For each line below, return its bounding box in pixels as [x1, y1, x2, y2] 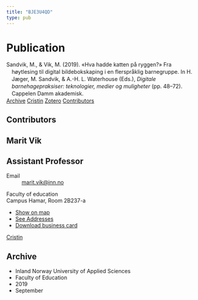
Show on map [15, 209, 50, 216]
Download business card [15, 222, 78, 229]
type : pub [6, 15, 32, 21]
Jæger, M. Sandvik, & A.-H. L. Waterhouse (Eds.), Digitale [12, 76, 157, 83]
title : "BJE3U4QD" [6, 9, 53, 15]
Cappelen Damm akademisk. [12, 90, 84, 97]
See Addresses [15, 215, 54, 223]
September [15, 287, 44, 295]
